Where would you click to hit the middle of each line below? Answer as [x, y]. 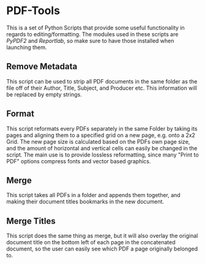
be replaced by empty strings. [44, 94]
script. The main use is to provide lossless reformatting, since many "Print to [102, 155]
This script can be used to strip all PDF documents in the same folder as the [102, 81]
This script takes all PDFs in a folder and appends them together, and [93, 195]
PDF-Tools [33, 11]
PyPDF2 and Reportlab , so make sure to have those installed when [90, 41]
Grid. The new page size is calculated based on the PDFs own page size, [98, 141]
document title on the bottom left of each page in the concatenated [91, 243]
